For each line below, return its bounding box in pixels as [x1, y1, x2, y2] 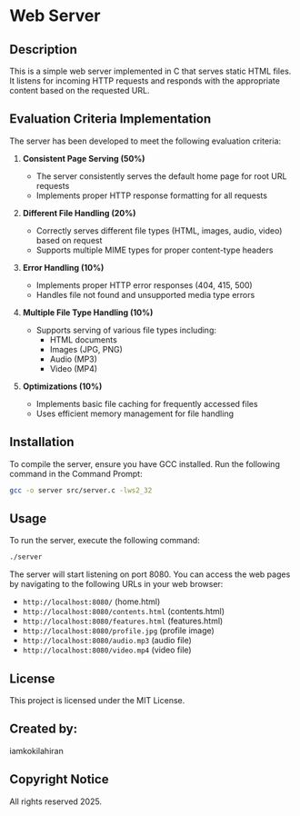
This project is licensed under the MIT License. [9, 695, 185, 705]
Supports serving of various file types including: [35, 324, 216, 335]
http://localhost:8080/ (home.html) [22, 596, 161, 607]
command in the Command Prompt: [9, 468, 143, 479]
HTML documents [49, 333, 118, 345]
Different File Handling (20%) [22, 207, 136, 218]
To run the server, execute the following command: [9, 535, 200, 546]
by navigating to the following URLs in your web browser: [9, 579, 224, 590]
